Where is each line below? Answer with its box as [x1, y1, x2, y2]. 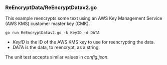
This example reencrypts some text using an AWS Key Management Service [5, 15, 162, 21]
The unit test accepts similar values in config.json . [5, 54, 109, 60]
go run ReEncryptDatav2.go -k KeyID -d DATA [5, 30, 100, 35]
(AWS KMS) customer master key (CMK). [5, 20, 90, 26]
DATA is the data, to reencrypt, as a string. [12, 44, 100, 50]
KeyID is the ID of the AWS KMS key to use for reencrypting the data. [12, 39, 155, 45]
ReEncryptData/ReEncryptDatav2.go [5, 4, 97, 11]
